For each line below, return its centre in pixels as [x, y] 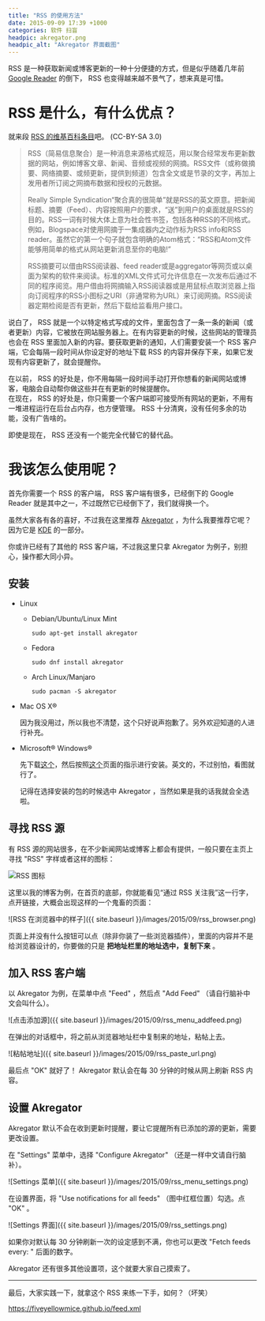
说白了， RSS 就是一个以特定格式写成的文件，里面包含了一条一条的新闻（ [127, 323]
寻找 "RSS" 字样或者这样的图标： [62, 859]
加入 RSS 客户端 [47, 973]
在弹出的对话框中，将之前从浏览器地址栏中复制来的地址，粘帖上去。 [119, 1037]
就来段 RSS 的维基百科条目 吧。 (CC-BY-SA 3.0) [85, 137]
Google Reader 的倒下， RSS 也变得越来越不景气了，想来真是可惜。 [118, 78]
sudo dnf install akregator [77, 662]
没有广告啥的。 [46, 418]
